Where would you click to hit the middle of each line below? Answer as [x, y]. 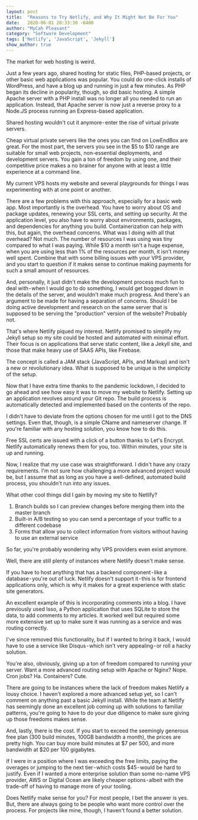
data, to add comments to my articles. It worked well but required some [93, 615]
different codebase [38, 525]
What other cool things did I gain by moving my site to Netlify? [82, 495]
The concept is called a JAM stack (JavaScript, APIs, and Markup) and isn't [98, 361]
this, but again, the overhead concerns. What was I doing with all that [90, 233]
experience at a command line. [44, 171]
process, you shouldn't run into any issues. [59, 483]
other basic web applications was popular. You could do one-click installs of [99, 79]
